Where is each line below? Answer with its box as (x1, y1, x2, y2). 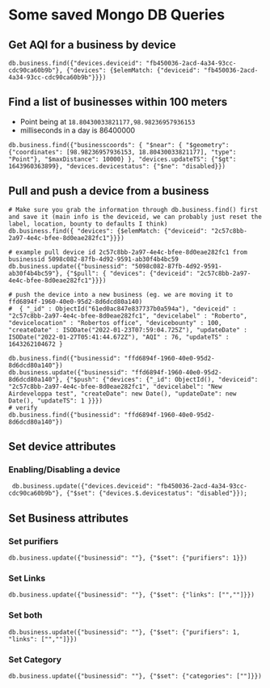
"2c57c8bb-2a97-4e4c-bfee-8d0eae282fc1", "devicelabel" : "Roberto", (8, 311, 248, 320)
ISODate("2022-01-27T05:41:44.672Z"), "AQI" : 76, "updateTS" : (8, 333, 230, 341)
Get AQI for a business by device (8, 38, 176, 52)
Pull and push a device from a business (8, 184, 209, 198)
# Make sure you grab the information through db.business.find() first (8, 205, 259, 213)
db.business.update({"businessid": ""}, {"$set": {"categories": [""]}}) (8, 672, 263, 680)
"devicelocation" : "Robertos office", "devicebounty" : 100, (8, 319, 222, 327)
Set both (8, 610, 43, 621)
